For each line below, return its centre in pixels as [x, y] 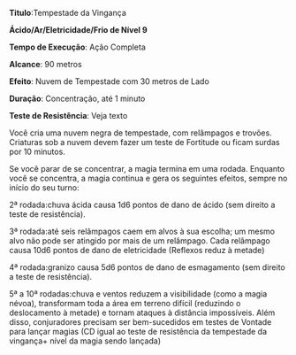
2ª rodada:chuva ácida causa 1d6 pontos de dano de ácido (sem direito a [142, 205]
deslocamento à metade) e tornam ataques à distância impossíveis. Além [142, 313]
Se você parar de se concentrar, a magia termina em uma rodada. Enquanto [147, 169]
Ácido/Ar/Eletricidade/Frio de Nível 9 [78, 30]
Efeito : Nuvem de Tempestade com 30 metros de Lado [109, 81]
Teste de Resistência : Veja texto [68, 116]
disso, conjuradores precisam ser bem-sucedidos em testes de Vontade [140, 322]
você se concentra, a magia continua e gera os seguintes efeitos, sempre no [148, 178]
